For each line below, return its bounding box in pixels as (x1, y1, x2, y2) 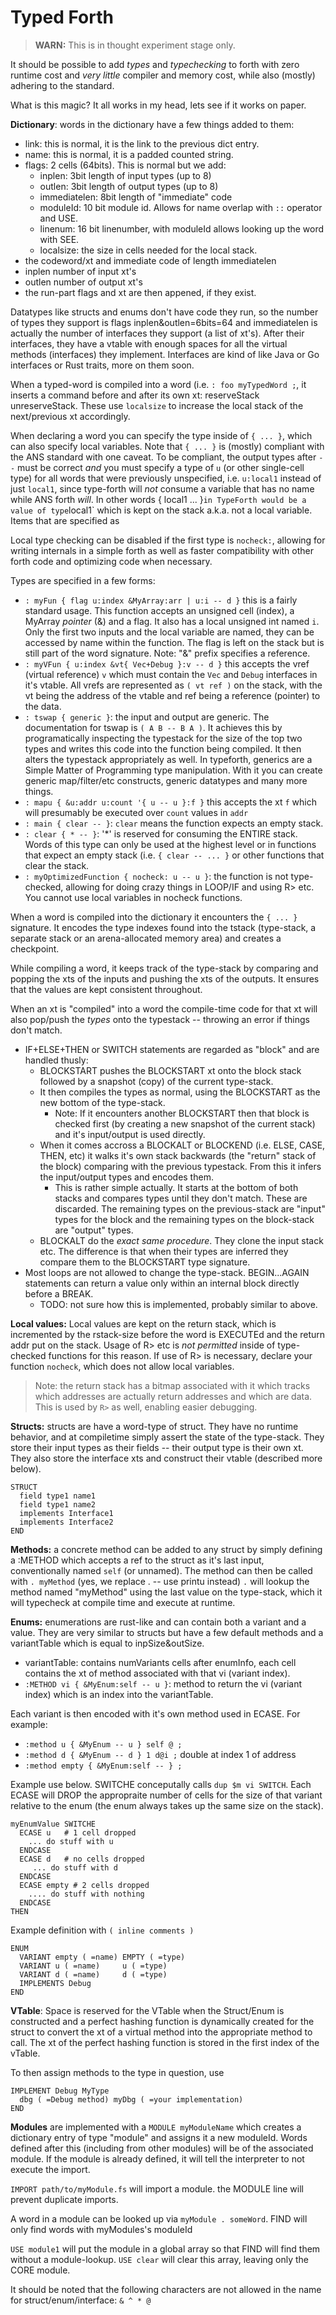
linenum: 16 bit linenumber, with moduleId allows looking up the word (39, 222, 325, 235)
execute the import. (10, 2163, 91, 2175)
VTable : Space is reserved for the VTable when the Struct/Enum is (10, 2004, 285, 2016)
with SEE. (39, 233, 80, 245)
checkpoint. (10, 942, 60, 955)
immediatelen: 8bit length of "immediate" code (39, 191, 233, 203)
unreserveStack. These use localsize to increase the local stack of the (10, 399, 304, 411)
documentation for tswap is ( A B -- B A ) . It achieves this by (24, 721, 283, 733)
